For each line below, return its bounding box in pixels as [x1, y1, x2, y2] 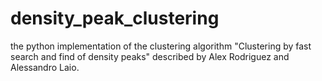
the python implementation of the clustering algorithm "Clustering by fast [10, 40, 312, 52]
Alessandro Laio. [10, 61, 80, 73]
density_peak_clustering [10, 7, 220, 30]
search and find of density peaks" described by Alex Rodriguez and [10, 50, 290, 62]
